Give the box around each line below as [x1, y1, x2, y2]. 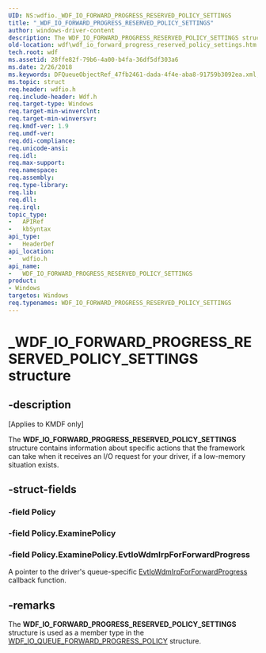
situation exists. [8, 460, 59, 469]
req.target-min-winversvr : [8, 115, 97, 123]
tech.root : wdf [8, 48, 59, 56]
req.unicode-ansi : [8, 144, 69, 152]
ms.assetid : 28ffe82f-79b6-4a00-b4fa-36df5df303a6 [8, 56, 179, 64]
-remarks [8, 598, 55, 612]
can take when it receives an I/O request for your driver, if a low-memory [8, 451, 246, 460]
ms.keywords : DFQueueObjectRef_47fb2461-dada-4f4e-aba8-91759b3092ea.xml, [8, 71, 260, 78]
